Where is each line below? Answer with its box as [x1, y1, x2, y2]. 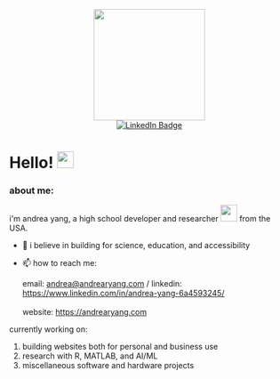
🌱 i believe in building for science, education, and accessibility [21, 240, 251, 251]
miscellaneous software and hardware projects [21, 360, 195, 371]
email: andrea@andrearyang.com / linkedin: [21, 278, 182, 289]
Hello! [9, 153, 54, 173]
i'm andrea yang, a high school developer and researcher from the [9, 214, 271, 224]
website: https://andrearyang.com [21, 307, 148, 318]
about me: [9, 184, 55, 197]
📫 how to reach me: [21, 258, 98, 269]
